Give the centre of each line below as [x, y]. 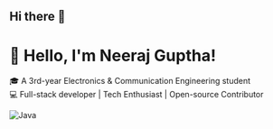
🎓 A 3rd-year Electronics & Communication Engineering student [130, 81]
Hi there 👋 [38, 17]
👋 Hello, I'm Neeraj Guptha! [113, 55]
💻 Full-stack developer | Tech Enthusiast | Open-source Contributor [136, 95]
